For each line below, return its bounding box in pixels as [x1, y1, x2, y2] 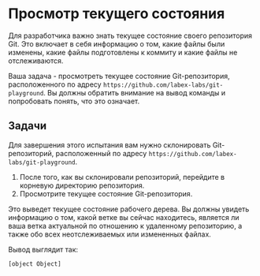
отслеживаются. [8, 56, 64, 65]
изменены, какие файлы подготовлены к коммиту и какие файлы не [8, 47, 238, 57]
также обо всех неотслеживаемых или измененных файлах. [8, 229, 211, 239]
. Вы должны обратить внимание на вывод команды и [43, 88, 226, 97]
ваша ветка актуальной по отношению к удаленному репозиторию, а [8, 221, 243, 230]
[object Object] [8, 259, 61, 268]
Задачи [8, 119, 47, 132]
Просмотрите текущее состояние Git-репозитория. [19, 188, 193, 198]
